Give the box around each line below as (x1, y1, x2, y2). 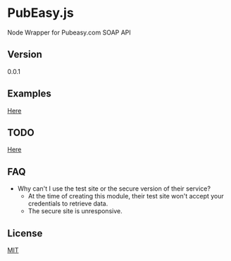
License (7, 227, 43, 239)
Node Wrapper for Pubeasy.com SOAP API (7, 28, 132, 37)
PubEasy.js (7, 5, 74, 21)
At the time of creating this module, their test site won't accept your (27, 192, 224, 200)
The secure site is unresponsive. (27, 207, 123, 215)
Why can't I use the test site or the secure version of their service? (17, 184, 211, 193)
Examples (7, 88, 51, 100)
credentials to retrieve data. (27, 199, 108, 208)
